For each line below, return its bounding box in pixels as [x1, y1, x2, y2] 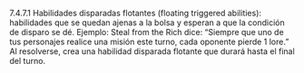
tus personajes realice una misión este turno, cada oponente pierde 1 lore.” [9, 36, 289, 47]
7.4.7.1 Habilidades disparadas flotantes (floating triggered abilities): [9, 8, 261, 18]
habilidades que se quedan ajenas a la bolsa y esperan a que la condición [9, 17, 285, 28]
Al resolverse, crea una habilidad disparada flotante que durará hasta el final [9, 46, 295, 57]
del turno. [9, 56, 46, 66]
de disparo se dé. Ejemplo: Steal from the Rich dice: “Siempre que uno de [9, 27, 284, 37]
